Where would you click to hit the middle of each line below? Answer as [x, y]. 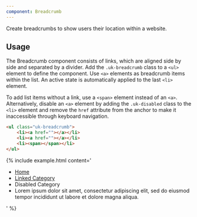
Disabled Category [37, 184]
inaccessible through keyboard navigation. [58, 116]
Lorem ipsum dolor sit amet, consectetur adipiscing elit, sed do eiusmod [102, 190]
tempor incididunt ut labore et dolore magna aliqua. [77, 197]
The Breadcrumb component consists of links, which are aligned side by [94, 61]
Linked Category [35, 178]
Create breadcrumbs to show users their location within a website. [86, 28]
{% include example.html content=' [49, 160]
